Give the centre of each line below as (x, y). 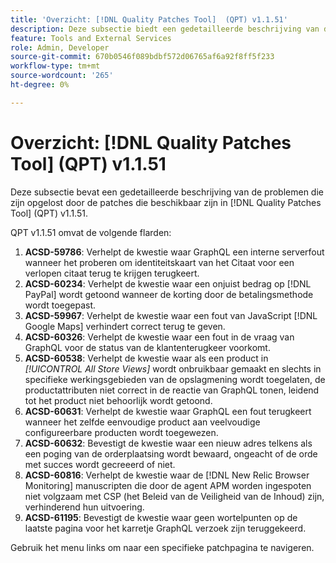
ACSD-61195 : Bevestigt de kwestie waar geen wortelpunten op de (161, 517)
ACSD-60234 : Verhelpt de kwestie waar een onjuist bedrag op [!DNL (168, 283)
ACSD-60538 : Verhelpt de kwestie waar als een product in (146, 358)
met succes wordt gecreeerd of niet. (100, 464)
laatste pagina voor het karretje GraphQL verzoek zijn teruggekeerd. (165, 528)
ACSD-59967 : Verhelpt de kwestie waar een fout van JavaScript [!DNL (171, 315)
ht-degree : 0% (40, 85)
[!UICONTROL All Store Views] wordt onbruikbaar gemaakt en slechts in (173, 368)
